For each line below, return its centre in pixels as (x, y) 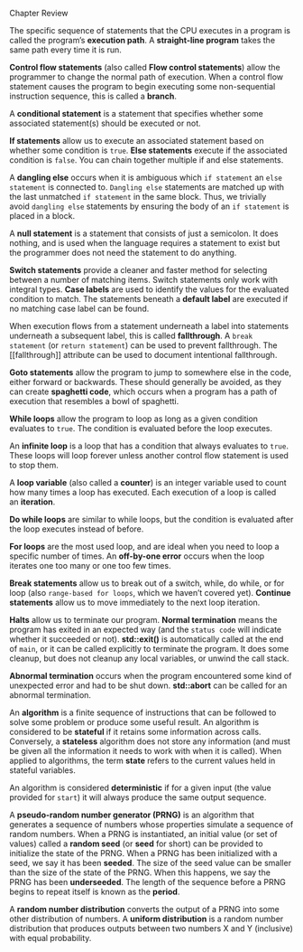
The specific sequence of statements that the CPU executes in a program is (150, 30)
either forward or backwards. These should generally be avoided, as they (146, 382)
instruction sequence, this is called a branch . (93, 96)
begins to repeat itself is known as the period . (95, 891)
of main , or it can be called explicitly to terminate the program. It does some (149, 649)
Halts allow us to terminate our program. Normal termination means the (143, 620)
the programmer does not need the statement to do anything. (123, 253)
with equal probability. (50, 938)
